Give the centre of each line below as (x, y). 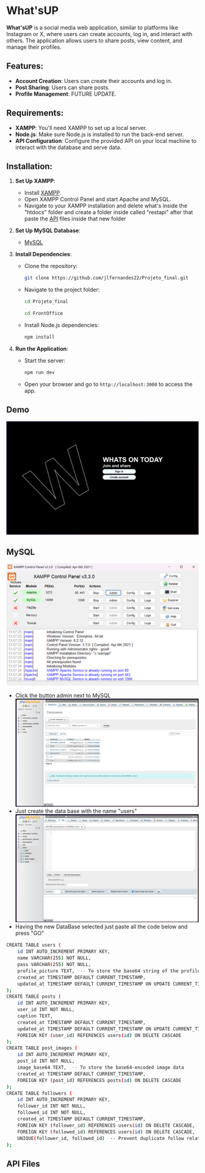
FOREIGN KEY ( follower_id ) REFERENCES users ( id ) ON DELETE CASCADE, (106, 1125)
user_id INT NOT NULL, (46, 1010)
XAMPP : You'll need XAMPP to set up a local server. (81, 128)
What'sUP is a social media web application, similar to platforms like (92, 27)
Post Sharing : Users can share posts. (62, 87)
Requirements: (35, 113)
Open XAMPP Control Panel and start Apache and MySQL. (98, 200)
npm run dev (39, 372)
